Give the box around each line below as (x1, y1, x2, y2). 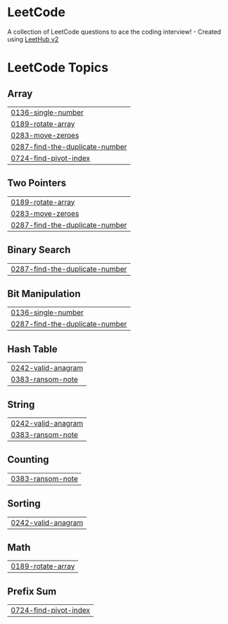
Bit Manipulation (7, 288, 81, 300)
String (7, 398, 35, 410)
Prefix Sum (7, 585, 57, 597)
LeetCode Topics (7, 60, 109, 76)
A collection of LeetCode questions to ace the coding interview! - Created (7, 27, 222, 36)
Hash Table (7, 343, 58, 355)
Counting (7, 454, 49, 466)
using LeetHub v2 (7, 34, 59, 43)
